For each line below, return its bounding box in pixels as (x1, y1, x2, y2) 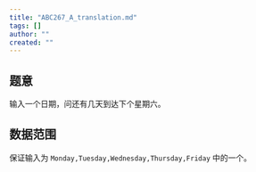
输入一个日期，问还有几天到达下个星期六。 (9, 99, 166, 110)
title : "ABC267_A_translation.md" (9, 12, 138, 22)
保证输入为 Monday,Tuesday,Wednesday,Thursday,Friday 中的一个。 (9, 152, 252, 163)
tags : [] (9, 21, 42, 30)
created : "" (9, 37, 54, 47)
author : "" (9, 29, 50, 38)
